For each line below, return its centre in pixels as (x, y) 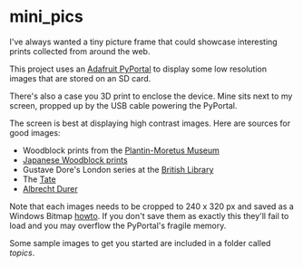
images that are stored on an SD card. (80, 78)
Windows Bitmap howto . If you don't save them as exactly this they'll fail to (149, 215)
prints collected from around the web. (80, 51)
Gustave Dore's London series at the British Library (118, 169)
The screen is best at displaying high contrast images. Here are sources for (150, 123)
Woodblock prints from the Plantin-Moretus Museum (121, 150)
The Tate (39, 179)
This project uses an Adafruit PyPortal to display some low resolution (138, 69)
